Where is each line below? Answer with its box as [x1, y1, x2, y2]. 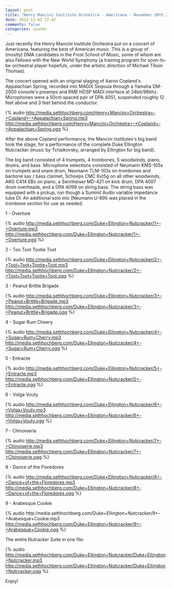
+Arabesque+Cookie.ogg [5, 526, 59, 533]
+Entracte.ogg [5, 382, 36, 388]
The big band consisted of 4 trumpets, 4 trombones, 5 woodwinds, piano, [5, 157, 161, 163]
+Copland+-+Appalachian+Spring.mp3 [5, 115, 88, 121]
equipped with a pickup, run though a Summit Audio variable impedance [5, 189, 158, 195]
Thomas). [5, 68, 26, 74]
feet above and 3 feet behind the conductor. [5, 100, 98, 106]
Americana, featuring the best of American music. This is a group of [5, 46, 148, 52]
